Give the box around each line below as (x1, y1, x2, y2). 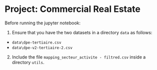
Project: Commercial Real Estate (4, 3, 141, 15)
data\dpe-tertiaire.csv (11, 40, 62, 45)
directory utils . (11, 59, 44, 65)
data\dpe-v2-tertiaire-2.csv (11, 45, 73, 50)
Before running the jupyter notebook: (4, 20, 81, 26)
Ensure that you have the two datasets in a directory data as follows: (11, 29, 153, 35)
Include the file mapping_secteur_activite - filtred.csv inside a (11, 54, 146, 60)
